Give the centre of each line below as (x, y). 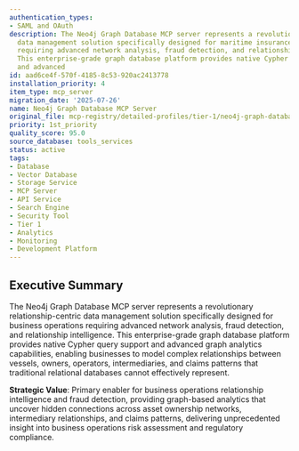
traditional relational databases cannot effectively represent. (119, 372)
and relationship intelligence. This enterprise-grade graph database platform (149, 334)
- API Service (36, 200)
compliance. (32, 437)
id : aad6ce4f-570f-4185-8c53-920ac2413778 (89, 76)
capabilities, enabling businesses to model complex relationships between (145, 353)
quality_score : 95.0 (48, 133)
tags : (19, 158)
